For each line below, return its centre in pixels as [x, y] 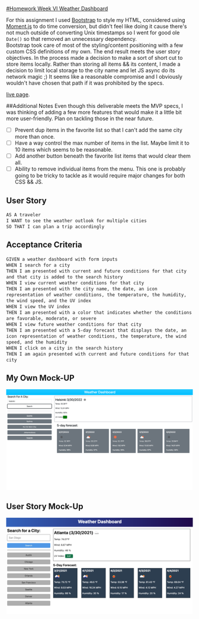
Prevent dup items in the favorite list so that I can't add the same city [98, 130]
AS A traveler [24, 215]
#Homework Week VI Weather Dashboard [57, 9]
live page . [18, 94]
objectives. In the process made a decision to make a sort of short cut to [94, 58]
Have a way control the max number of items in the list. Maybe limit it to [102, 143]
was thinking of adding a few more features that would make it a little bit [94, 112]
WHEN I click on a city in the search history [65, 348]
